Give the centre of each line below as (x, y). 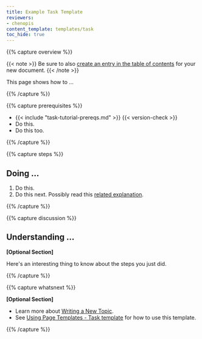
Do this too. (30, 130)
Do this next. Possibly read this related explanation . (79, 194)
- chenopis (20, 23)
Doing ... (23, 173)
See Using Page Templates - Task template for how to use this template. (106, 317)
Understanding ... (40, 237)
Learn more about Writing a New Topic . (64, 311)
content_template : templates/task (50, 29)
